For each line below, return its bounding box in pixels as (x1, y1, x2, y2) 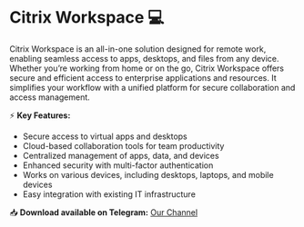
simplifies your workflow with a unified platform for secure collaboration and (9, 82, 296, 93)
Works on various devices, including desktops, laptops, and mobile (22, 169, 275, 180)
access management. (9, 92, 91, 103)
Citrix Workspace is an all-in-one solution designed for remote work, (9, 43, 267, 54)
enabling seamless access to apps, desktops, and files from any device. (9, 53, 279, 64)
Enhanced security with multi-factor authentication (22, 160, 214, 171)
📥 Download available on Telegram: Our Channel (9, 206, 198, 218)
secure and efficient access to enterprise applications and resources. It (9, 72, 277, 83)
